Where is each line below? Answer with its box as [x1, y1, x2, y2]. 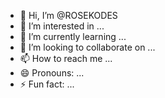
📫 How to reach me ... [19, 53, 113, 64]
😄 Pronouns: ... [19, 67, 85, 79]
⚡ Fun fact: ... [19, 78, 75, 90]
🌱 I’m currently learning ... [19, 31, 127, 42]
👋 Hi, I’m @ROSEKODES [19, 10, 118, 21]
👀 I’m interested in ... [19, 20, 105, 32]
